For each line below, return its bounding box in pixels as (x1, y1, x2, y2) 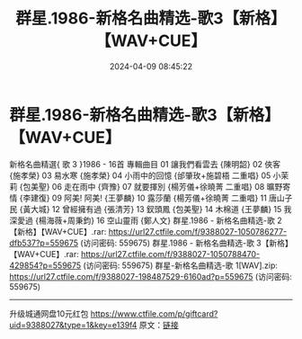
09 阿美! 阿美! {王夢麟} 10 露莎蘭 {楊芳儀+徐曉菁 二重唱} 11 (51, 192, 267, 203)
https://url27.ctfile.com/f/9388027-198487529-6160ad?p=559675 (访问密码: (9, 271, 292, 281)
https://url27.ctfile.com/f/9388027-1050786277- (108, 226, 288, 236)
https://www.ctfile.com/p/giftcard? (90, 308, 218, 319)
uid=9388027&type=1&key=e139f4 (9, 319, 138, 330)
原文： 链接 (138, 319, 180, 330)
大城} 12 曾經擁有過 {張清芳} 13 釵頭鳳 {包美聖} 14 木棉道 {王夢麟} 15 (30, 203, 282, 214)
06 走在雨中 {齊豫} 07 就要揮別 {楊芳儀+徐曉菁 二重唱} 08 (51, 181, 265, 192)
